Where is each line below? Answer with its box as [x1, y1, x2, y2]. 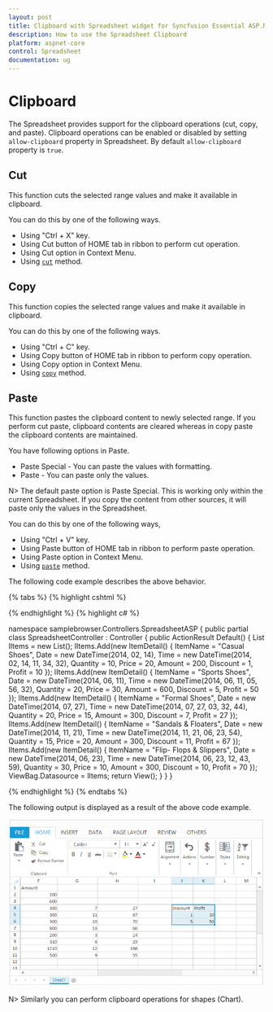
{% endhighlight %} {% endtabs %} [8, 786, 128, 797]
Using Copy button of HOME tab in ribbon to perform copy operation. [19, 350, 253, 360]
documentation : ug [8, 56, 71, 64]
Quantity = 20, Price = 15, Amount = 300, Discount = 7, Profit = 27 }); [8, 711, 238, 721]
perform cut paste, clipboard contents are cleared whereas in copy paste [8, 422, 253, 432]
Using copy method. [19, 367, 87, 378]
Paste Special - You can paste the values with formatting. [19, 462, 213, 471]
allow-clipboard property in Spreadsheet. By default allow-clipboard [8, 136, 241, 146]
